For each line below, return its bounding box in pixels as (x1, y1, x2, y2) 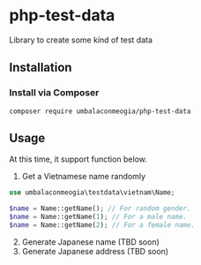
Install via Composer (9, 87, 100, 99)
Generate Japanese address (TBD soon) (21, 246, 169, 256)
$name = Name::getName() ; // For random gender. (9, 204, 191, 213)
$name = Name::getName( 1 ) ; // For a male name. (9, 213, 188, 222)
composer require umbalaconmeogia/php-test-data (9, 107, 191, 116)
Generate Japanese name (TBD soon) (21, 236, 160, 247)
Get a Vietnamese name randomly (21, 171, 146, 182)
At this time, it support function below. (9, 154, 147, 164)
